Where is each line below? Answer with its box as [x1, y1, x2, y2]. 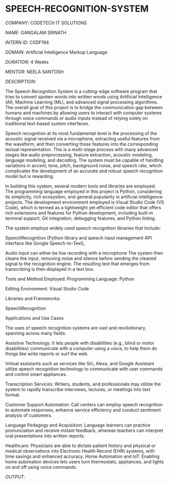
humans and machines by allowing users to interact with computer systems [5, 110, 162, 116]
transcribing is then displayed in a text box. [5, 266, 95, 272]
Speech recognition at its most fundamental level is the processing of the [5, 130, 157, 136]
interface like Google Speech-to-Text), [5, 240, 85, 246]
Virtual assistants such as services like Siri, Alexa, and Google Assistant [5, 360, 154, 366]
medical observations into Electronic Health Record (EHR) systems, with [5, 448, 155, 454]
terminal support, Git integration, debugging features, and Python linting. [5, 215, 156, 221]
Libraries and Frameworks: [5, 295, 61, 301]
